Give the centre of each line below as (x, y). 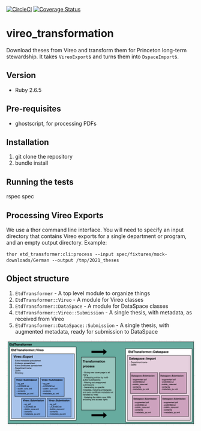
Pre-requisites (34, 109)
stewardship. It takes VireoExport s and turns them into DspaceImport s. (92, 57)
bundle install (31, 163)
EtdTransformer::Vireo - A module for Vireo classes (79, 299)
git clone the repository (44, 157)
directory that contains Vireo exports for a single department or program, (97, 236)
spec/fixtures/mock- (142, 254)
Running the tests (40, 182)
